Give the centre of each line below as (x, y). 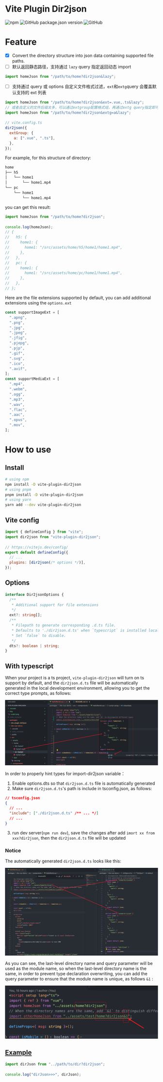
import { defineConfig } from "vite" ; (44, 532)
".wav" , (17, 405)
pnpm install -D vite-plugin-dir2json (44, 495)
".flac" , (18, 410)
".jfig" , (18, 338)
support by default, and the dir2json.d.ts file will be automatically (72, 683)
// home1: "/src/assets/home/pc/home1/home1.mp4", (64, 273)
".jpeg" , (18, 333)
